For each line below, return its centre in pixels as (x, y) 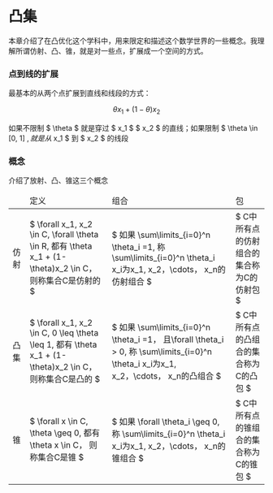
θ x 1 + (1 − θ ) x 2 (136, 110)
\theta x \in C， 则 (63, 445)
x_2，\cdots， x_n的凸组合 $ (167, 376)
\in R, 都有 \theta (61, 246)
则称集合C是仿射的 (65, 281)
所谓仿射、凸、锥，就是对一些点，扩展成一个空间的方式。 (111, 50)
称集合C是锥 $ (56, 457)
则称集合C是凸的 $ (65, 379)
